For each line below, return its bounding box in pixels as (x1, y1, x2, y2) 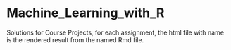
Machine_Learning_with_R (6, 5, 165, 21)
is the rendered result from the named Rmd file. (6, 35, 144, 44)
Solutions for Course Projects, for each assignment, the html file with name (6, 28, 225, 37)
